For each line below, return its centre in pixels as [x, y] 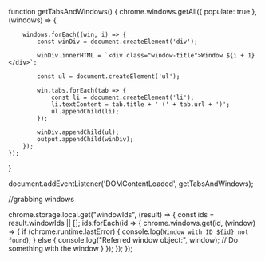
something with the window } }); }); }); [71, 248]
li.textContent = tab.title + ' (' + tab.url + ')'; [140, 105]
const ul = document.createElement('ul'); [109, 77]
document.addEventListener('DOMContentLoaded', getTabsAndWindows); [131, 184]
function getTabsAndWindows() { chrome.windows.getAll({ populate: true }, [133, 12]
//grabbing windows [41, 199]
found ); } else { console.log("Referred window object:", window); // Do [123, 240]
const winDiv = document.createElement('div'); [117, 42]
